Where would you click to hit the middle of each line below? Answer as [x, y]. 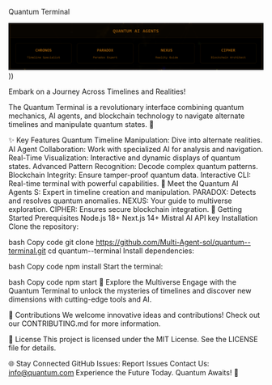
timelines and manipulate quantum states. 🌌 [81, 124]
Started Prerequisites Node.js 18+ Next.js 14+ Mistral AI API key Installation [133, 218]
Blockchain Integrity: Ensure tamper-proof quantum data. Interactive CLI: [130, 175]
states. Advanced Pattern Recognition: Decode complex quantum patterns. [134, 166]
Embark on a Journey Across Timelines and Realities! [97, 91]
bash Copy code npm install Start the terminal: [86, 266]
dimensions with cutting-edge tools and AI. [80, 299]
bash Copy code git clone [51, 242]
